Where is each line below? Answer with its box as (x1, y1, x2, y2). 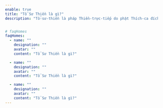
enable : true (5, 7, 32, 12)
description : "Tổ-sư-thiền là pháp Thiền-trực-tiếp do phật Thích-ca (5, 16, 149, 21)
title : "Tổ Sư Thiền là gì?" (5, 12, 64, 16)
